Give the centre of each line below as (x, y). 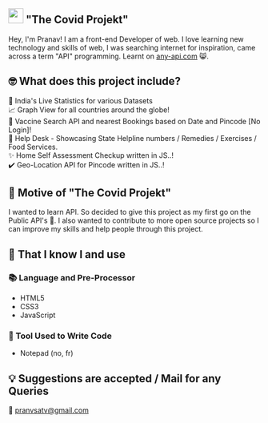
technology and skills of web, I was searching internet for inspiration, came (132, 47)
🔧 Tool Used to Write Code (60, 336)
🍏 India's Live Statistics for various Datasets (81, 100)
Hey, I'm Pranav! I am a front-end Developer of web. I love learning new (126, 39)
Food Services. (33, 147)
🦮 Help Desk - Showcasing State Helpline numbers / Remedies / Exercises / (133, 138)
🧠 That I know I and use (67, 254)
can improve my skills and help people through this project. (106, 229)
